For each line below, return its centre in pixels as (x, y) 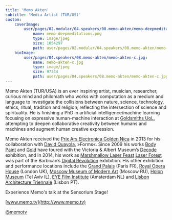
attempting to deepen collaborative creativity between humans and (76, 124)
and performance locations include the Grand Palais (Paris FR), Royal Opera (85, 166)
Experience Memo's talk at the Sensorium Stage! (57, 192)
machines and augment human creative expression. (60, 129)
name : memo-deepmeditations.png (67, 34)
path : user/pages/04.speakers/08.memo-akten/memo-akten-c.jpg (100, 77)
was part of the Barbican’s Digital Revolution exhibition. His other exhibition (84, 160)
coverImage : (27, 24)
